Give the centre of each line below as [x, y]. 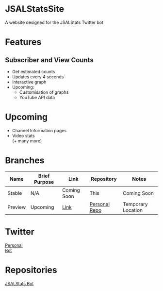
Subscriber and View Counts [49, 60]
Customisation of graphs [44, 92]
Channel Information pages [39, 130]
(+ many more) [27, 141]
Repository [104, 179]
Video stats [23, 136]
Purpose [44, 182]
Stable [15, 193]
